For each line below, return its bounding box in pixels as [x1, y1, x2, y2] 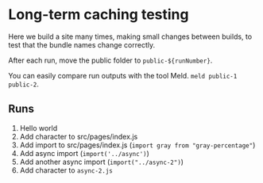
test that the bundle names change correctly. [8, 40, 156, 49]
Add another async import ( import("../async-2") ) [19, 157, 184, 166]
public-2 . [8, 79, 40, 89]
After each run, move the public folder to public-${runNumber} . [8, 55, 213, 65]
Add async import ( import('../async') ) [19, 148, 149, 158]
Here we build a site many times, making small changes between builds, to [8, 32, 253, 41]
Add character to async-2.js [19, 165, 113, 175]
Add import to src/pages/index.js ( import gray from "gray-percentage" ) [19, 140, 256, 150]
